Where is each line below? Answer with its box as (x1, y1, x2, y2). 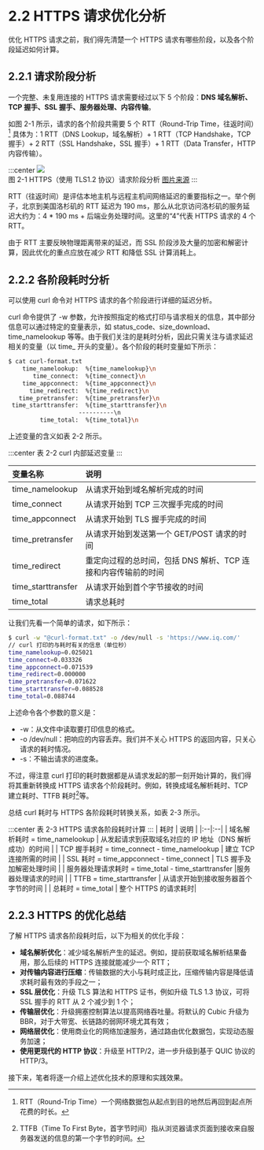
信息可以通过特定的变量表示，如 (8, 322, 112, 332)
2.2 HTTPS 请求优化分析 (8, 7, 167, 25)
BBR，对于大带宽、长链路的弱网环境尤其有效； (19, 1017, 171, 1026)
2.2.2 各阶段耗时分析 (8, 273, 110, 286)
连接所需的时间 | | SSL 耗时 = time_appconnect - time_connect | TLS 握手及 (8, 854, 251, 863)
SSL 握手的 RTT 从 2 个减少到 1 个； (19, 997, 136, 1007)
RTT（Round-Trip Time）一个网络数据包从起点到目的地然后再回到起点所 (19, 1097, 253, 1107)
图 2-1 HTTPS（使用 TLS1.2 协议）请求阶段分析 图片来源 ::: (8, 175, 198, 184)
